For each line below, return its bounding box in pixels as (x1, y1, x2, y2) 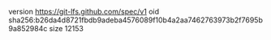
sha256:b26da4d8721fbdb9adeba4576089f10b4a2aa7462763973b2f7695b (8, 15, 264, 25)
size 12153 (49, 24, 84, 33)
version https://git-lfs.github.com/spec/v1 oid (8, 7, 160, 16)
